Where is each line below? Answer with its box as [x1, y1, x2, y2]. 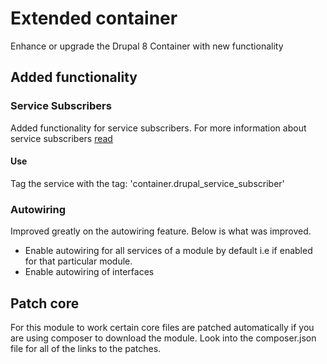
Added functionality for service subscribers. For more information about [10, 122, 307, 134]
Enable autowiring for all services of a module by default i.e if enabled [24, 245, 313, 257]
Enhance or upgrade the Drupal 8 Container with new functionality [10, 40, 284, 52]
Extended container [10, 7, 178, 30]
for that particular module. [24, 255, 133, 267]
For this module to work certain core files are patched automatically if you [10, 321, 315, 333]
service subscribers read [10, 132, 113, 144]
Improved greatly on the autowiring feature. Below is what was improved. [10, 225, 312, 237]
